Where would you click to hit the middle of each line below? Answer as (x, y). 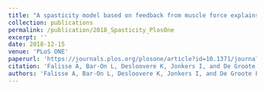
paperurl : (24, 59)
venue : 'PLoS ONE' (38, 52)
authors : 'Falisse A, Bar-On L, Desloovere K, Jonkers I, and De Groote (130, 74)
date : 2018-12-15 (37, 45)
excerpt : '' (28, 37)
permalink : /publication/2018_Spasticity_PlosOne (91, 30)
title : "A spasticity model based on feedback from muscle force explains (134, 15)
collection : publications (50, 23)
